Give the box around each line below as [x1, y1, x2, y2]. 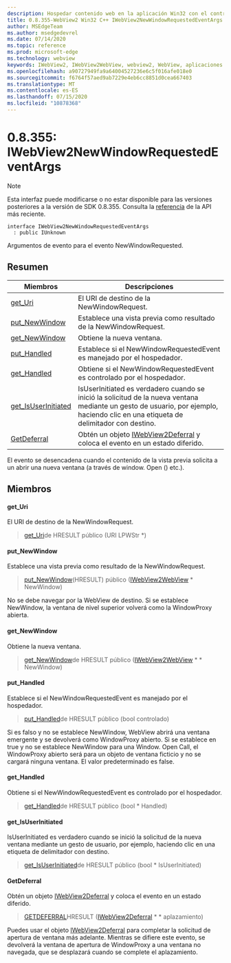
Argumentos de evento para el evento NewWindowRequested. [7, 241, 184, 249]
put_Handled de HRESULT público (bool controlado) [23, 715, 170, 723]
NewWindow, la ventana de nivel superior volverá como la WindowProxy [7, 604, 212, 612]
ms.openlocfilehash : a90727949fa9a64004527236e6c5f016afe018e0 [7, 68, 192, 75]
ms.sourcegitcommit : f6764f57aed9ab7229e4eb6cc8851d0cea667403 [7, 74, 192, 81]
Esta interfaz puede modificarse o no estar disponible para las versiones [7, 195, 212, 203]
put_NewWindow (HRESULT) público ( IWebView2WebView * [23, 575, 194, 584]
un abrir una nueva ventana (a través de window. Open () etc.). [7, 463, 184, 471]
